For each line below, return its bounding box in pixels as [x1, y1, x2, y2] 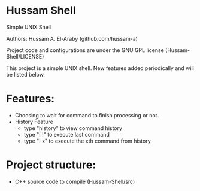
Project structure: [6, 158, 96, 172]
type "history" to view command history [23, 124, 123, 132]
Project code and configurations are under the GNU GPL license [6, 46, 165, 54]
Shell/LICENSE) [6, 53, 44, 60]
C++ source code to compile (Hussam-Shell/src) [14, 178, 135, 185]
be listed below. [6, 71, 45, 78]
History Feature [14, 118, 54, 125]
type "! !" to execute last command [23, 131, 110, 138]
